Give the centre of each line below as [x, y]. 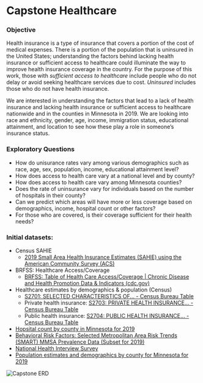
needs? [24, 221]
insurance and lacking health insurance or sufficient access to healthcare [99, 107]
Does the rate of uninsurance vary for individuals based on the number [104, 188]
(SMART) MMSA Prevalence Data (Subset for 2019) [80, 342]
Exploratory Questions [41, 149]
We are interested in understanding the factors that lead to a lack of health [100, 101]
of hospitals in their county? [50, 195]
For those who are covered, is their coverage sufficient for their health [103, 215]
